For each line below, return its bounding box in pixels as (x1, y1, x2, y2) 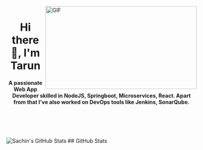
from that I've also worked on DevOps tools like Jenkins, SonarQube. (13, 98, 190, 105)
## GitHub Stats (67, 137, 108, 145)
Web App (13, 86, 37, 93)
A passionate (8, 79, 43, 86)
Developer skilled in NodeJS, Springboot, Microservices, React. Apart (11, 92, 192, 99)
